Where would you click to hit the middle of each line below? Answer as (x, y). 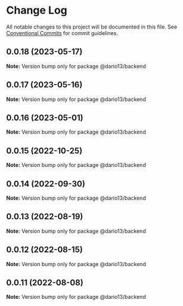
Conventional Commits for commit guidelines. (62, 33)
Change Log (37, 10)
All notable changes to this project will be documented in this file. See (92, 27)
